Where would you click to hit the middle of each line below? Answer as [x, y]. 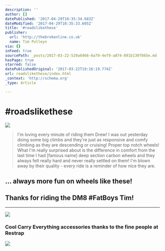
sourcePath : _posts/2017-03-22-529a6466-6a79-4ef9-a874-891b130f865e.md [81, 55]
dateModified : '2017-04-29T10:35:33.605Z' [49, 23]
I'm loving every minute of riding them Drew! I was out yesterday [82, 134]
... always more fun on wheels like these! [69, 181]
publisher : [16, 32]
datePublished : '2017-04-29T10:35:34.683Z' [50, 19]
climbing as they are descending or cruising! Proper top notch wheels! [88, 145]
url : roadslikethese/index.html [38, 74]
